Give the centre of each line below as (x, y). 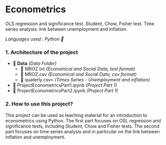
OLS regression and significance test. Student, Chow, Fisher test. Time (80, 24)
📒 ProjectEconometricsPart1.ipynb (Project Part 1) (65, 85)
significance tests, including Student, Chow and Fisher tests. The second (82, 126)
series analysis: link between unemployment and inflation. (66, 29)
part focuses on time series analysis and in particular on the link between (82, 131)
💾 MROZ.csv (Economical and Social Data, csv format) (78, 74)
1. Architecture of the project (42, 52)
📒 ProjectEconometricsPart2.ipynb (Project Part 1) (65, 91)
